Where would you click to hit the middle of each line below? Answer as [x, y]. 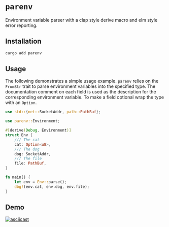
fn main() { [18, 177]
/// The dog [27, 149]
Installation [23, 41]
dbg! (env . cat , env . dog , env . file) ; [52, 187]
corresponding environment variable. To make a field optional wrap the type [84, 97]
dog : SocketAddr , [33, 154]
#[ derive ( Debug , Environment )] [38, 131]
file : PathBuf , [30, 164]
